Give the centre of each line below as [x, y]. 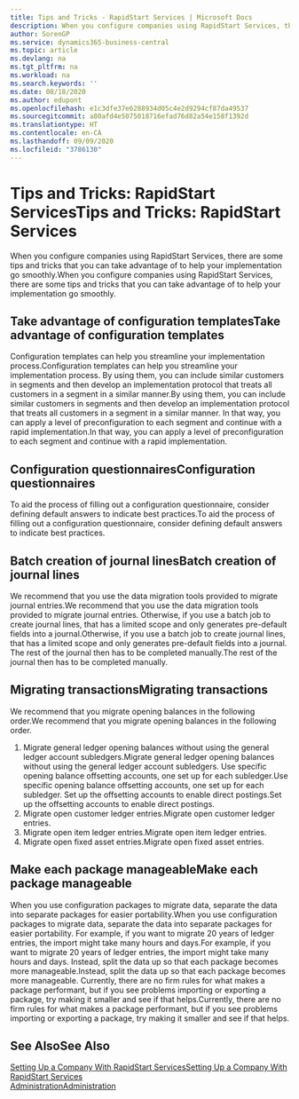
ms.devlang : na [38, 59]
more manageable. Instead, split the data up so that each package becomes [148, 971]
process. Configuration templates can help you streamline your [124, 366]
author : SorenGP [40, 34]
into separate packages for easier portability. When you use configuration [144, 914]
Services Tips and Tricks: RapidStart [146, 212]
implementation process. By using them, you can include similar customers [147, 376]
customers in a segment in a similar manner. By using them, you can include [148, 394]
